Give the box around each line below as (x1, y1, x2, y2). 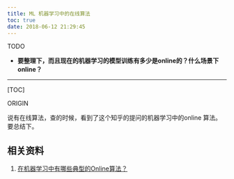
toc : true (7, 17, 36, 24)
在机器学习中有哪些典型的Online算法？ (17, 164, 127, 173)
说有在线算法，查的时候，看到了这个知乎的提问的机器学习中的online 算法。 (7, 114, 221, 122)
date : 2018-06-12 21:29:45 (7, 23, 86, 30)
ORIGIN (7, 99, 29, 108)
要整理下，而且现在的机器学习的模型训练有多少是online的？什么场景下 (17, 56, 219, 65)
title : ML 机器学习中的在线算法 (7, 10, 91, 17)
